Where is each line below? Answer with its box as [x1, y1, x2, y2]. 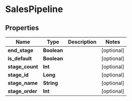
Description [67, 39, 97, 45]
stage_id [8, 71, 29, 78]
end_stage [8, 47, 34, 54]
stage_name [8, 79, 38, 86]
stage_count [8, 63, 39, 70]
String [43, 79, 58, 86]
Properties [5, 24, 39, 32]
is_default [8, 55, 32, 62]
